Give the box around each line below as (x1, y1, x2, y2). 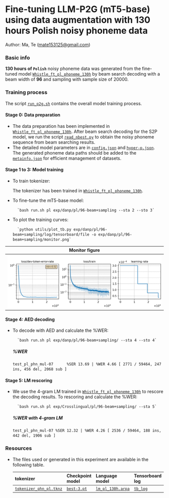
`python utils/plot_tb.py (17, 227, 71, 232)
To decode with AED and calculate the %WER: (12, 327, 109, 333)
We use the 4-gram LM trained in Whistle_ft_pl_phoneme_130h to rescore (12, 389, 163, 395)
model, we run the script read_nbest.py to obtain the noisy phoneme (12, 133, 154, 139)
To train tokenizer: (12, 178, 50, 184)
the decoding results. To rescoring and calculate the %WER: (12, 394, 137, 400)
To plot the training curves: (12, 217, 69, 223)
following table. (12, 462, 45, 468)
